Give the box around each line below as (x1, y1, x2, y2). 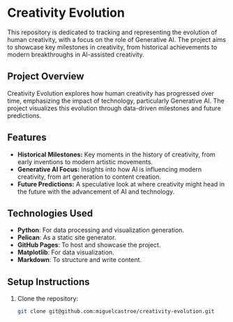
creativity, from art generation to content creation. (17, 173, 162, 181)
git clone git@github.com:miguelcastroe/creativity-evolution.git (17, 308, 215, 315)
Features (7, 131, 47, 144)
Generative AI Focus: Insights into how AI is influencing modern (17, 165, 202, 173)
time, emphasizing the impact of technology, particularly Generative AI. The (7, 96, 225, 105)
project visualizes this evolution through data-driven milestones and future (7, 103, 221, 112)
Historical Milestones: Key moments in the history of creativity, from (17, 150, 216, 159)
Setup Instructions (7, 276, 90, 288)
